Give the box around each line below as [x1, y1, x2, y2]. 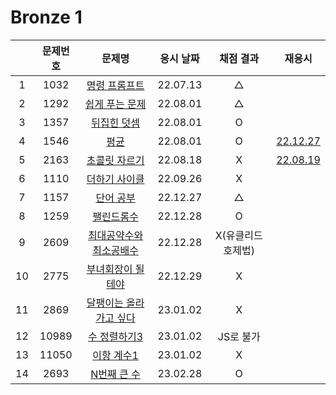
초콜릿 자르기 [86, 153, 145, 167]
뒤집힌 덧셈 [91, 116, 141, 130]
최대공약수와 [87, 228, 144, 242]
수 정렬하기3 [87, 329, 144, 343]
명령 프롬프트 [86, 78, 145, 92]
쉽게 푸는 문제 [84, 97, 147, 111]
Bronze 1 [10, 6, 83, 29]
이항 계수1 [92, 348, 139, 362]
